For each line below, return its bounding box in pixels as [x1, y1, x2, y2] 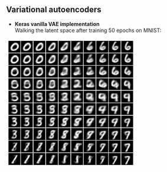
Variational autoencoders [6, 5, 101, 15]
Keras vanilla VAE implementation [14, 20, 100, 27]
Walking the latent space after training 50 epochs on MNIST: [14, 27, 162, 34]
